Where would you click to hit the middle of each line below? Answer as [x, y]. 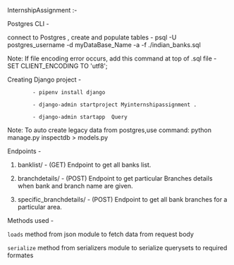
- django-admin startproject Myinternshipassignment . [115, 105]
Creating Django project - [44, 79]
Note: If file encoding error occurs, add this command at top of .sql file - [112, 58]
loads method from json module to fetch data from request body [100, 234]
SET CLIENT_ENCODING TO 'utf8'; [57, 66]
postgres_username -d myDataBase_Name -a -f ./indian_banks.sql [104, 45]
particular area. [39, 207]
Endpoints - [24, 151]
